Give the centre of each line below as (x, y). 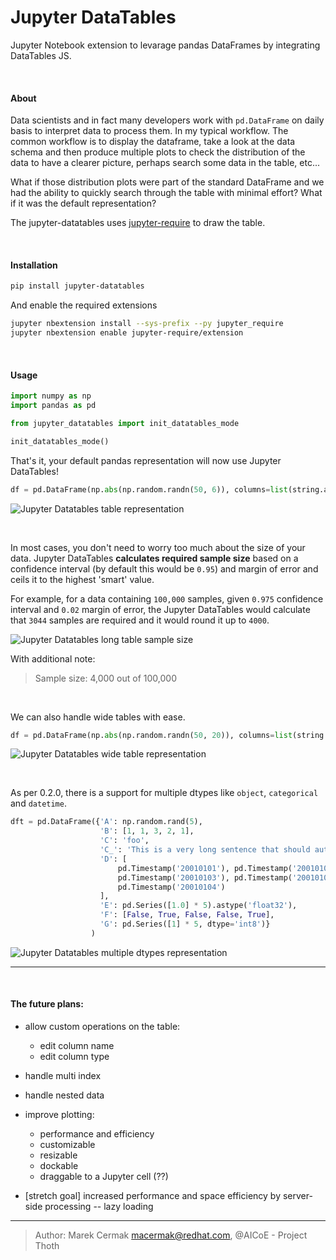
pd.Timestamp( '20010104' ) (171, 887)
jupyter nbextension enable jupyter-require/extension (127, 333)
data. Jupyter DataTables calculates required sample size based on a (154, 558)
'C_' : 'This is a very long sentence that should (205, 850)
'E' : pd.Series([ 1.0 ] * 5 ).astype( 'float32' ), (198, 906)
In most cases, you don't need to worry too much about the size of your (158, 547)
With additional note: (53, 658)
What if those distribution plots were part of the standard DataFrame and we (167, 182)
